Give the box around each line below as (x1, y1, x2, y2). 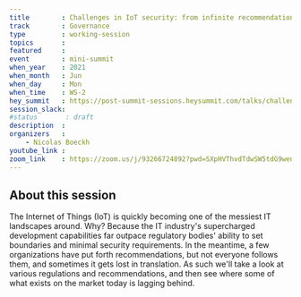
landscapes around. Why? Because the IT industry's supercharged (9, 221, 255, 232)
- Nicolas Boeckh (25, 138, 90, 147)
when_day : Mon (9, 80, 82, 89)
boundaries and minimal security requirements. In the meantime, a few (9, 240, 271, 250)
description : (9, 122, 66, 131)
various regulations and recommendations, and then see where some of (9, 268, 275, 279)
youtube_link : (9, 146, 66, 155)
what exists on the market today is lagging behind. (9, 278, 195, 289)
